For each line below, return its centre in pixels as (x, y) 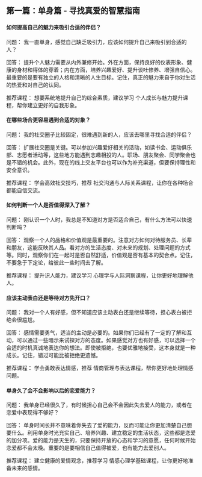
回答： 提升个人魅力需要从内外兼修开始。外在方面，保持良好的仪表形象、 (96, 62)
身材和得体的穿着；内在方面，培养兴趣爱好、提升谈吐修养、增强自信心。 (106, 70)
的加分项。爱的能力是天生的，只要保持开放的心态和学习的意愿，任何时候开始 (101, 440)
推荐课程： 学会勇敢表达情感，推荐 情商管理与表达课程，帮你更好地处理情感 (100, 368)
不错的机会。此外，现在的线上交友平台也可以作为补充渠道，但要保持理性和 (103, 162)
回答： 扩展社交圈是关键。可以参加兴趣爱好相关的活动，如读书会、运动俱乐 (99, 147)
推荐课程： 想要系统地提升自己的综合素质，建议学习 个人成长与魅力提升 (95, 98)
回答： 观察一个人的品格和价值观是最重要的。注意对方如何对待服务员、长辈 (99, 240)
